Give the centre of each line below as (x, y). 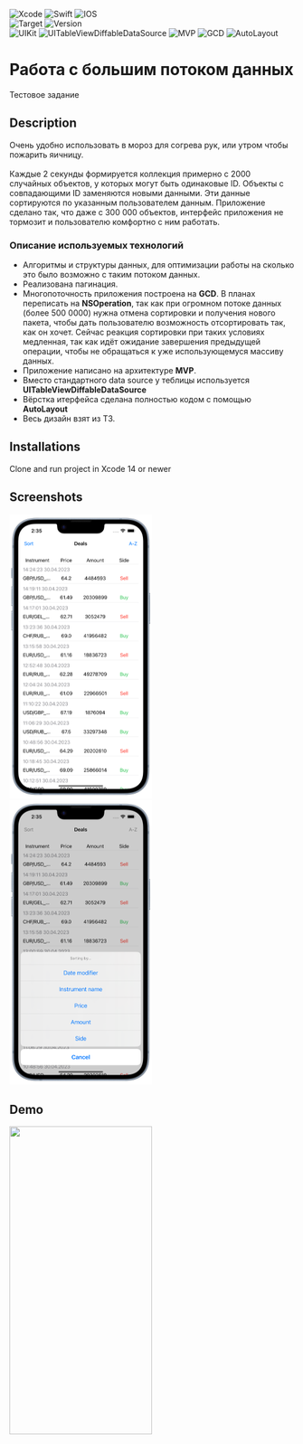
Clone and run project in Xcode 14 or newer (90, 468)
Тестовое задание (44, 94)
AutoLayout (45, 409)
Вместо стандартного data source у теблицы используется (136, 381)
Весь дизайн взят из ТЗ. (69, 419)
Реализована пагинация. (70, 284)
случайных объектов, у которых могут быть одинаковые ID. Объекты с (147, 183)
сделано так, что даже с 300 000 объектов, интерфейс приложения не (147, 212)
